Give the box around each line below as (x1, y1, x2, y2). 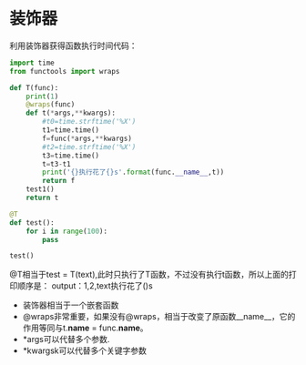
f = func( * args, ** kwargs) (42, 134, 132, 143)
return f (42, 177, 76, 186)
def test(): (9, 218, 55, 228)
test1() (25, 185, 55, 194)
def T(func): (9, 83, 59, 92)
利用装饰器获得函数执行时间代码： (9, 40, 138, 51)
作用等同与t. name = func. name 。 (22, 322, 148, 333)
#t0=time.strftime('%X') (42, 117, 137, 127)
